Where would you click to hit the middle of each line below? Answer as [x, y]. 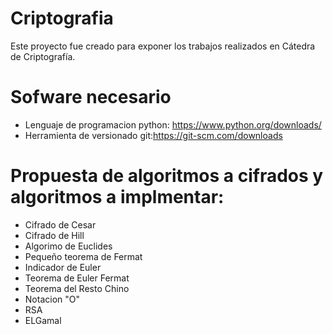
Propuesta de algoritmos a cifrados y [167, 176]
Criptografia [62, 18]
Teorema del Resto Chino [77, 288]
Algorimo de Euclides [68, 246]
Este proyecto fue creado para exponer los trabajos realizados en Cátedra [163, 46]
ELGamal [43, 320]
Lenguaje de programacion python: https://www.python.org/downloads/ [173, 124]
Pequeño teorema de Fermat [83, 256]
